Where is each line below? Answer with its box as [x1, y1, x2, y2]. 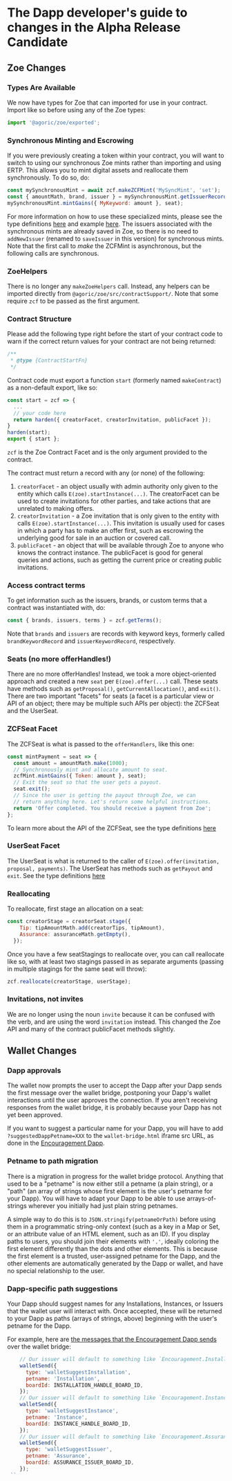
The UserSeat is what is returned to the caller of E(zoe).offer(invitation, [7, 857, 220, 865]
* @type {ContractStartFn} [10, 357, 88, 365]
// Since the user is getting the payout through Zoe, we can [13, 792, 196, 799]
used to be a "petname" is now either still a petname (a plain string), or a [7, 1180, 213, 1188]
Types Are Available [7, 82, 76, 92]
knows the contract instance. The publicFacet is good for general [17, 549, 204, 557]
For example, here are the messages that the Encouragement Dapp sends [7, 1335, 217, 1344]
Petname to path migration [7, 1156, 99, 1166]
